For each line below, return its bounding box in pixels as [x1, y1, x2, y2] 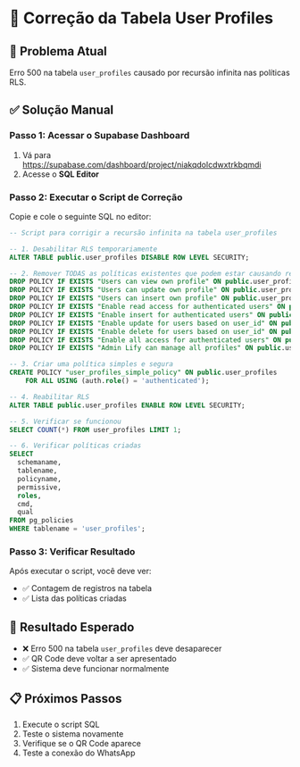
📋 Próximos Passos [9, 691, 122, 706]
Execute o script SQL [21, 719, 100, 730]
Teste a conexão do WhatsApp [21, 747, 136, 758]
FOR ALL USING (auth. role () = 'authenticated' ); [25, 377, 210, 386]
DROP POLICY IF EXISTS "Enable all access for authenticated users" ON [9, 335, 281, 345]
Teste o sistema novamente [21, 729, 124, 739]
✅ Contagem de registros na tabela [21, 583, 153, 594]
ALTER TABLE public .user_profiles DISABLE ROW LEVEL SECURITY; [9, 253, 250, 262]
